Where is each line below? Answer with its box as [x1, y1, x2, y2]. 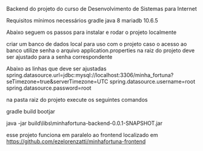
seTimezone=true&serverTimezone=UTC [6, 78, 108, 85]
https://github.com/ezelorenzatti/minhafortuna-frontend [6, 138, 146, 145]
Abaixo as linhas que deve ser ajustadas [6, 65, 107, 72]
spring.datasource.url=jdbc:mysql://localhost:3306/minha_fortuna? [6, 72, 174, 78]
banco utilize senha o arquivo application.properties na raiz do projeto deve [6, 47, 195, 54]
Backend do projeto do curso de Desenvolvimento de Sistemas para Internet [6, 5, 197, 12]
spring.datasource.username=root [109, 78, 196, 85]
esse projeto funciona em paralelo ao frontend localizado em [6, 132, 159, 138]
